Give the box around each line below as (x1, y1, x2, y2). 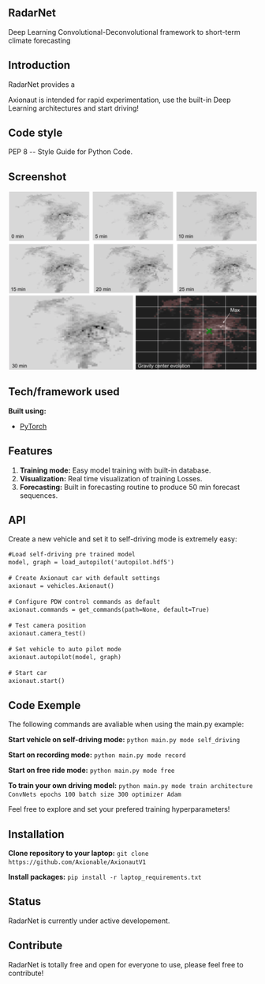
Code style (8, 126, 63, 140)
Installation (8, 828, 65, 841)
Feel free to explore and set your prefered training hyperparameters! (8, 805, 230, 814)
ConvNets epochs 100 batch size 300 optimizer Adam (8, 790, 181, 799)
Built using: (8, 406, 47, 416)
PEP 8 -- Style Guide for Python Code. (8, 147, 132, 156)
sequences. (19, 490, 58, 500)
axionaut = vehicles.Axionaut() (8, 582, 114, 590)
